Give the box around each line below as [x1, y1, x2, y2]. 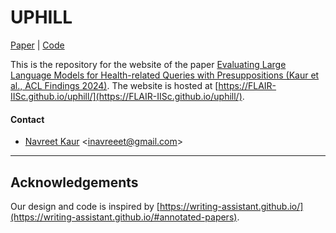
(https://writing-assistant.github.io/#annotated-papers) [10, 211, 238, 223]
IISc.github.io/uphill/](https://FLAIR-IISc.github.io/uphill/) [10, 90, 243, 102]
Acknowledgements [10, 174, 139, 191]
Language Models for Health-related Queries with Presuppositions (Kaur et [10, 69, 320, 81]
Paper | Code [10, 39, 65, 51]
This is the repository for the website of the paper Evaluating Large [10, 58, 287, 70]
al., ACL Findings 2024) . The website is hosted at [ [10, 79, 219, 91]
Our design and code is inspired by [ [10, 200, 160, 212]
